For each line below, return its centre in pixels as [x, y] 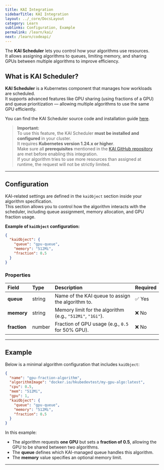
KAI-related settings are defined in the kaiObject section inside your [74, 196]
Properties [18, 275]
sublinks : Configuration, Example [40, 28]
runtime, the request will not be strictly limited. [64, 164]
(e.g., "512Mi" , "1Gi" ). [79, 316]
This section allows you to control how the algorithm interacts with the [76, 206]
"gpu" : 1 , [19, 396]
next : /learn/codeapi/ [28, 37]
